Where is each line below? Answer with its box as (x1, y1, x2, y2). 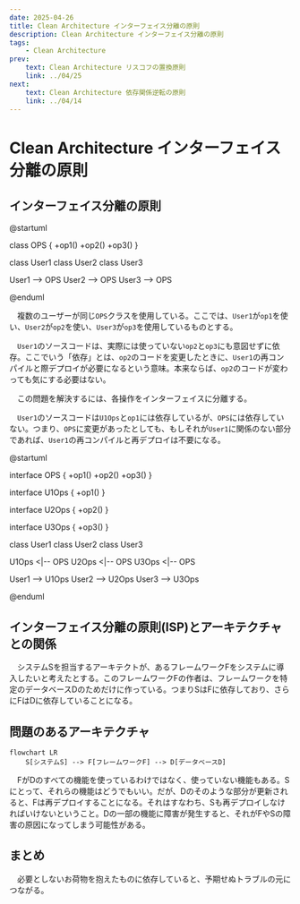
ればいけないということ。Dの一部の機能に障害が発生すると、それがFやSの (9, 808, 284, 819)
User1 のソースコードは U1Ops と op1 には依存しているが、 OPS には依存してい (17, 413, 285, 423)
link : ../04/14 (25, 96, 82, 106)
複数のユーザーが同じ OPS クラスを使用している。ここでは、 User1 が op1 (17, 311, 273, 321)
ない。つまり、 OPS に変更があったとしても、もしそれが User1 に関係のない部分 (9, 423, 292, 434)
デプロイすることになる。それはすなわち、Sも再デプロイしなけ (52, 797, 286, 807)
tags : (9, 38, 30, 47)
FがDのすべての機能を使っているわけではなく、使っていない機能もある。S (17, 775, 290, 785)
